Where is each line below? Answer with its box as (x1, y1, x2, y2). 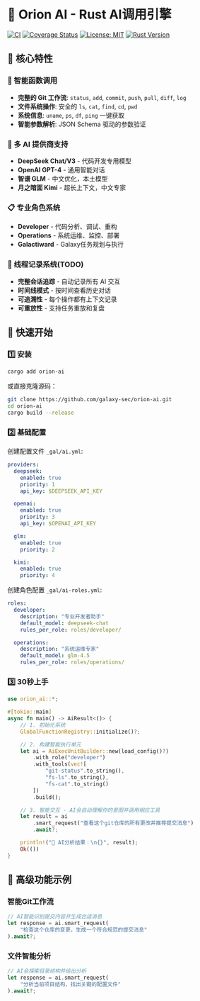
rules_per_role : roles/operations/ (20, 659, 125, 666)
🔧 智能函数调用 (7, 76, 58, 86)
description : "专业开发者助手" (20, 613, 105, 620)
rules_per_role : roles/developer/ (20, 626, 122, 633)
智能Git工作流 (7, 896, 54, 906)
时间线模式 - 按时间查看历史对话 (17, 286, 112, 294)
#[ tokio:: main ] (7, 708, 52, 716)
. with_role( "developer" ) (33, 754, 106, 761)
